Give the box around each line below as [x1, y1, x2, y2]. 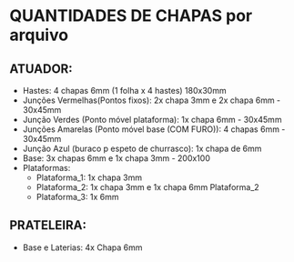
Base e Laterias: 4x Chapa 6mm [22, 242, 143, 253]
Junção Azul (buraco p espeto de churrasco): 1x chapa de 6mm [22, 143, 262, 154]
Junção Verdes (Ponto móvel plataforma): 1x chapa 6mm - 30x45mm [22, 115, 282, 125]
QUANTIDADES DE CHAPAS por [9, 5, 253, 26]
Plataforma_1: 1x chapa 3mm [35, 172, 143, 183]
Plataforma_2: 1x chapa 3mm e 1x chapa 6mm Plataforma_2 [35, 182, 259, 192]
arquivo [9, 25, 69, 45]
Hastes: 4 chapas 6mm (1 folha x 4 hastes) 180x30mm [22, 86, 227, 96]
